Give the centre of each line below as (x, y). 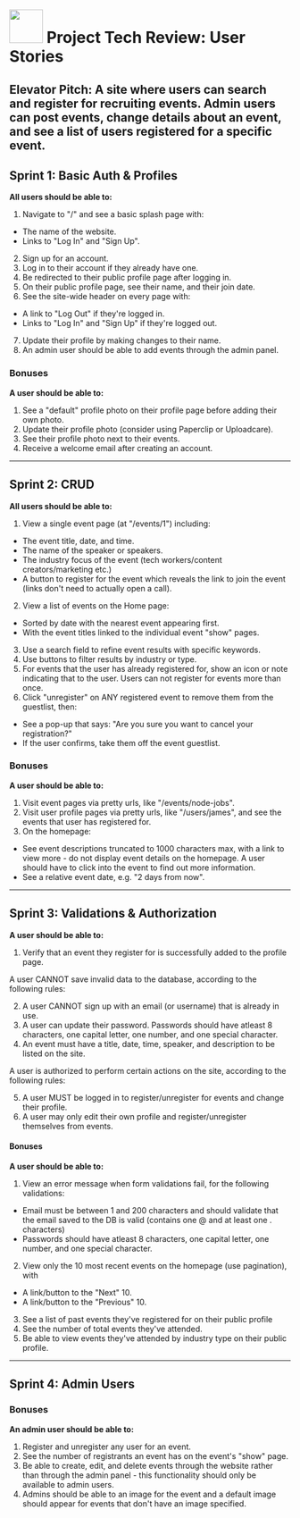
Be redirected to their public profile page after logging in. (127, 278)
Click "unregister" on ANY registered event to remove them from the (148, 697)
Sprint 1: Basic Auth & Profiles (94, 176)
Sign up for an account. (65, 258)
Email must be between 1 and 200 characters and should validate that (150, 1210)
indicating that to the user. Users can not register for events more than (151, 678)
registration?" (47, 734)
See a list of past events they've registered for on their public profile (147, 1319)
